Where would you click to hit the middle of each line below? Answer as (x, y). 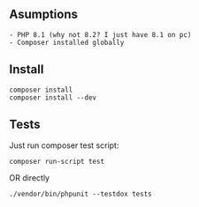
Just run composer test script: (64, 145)
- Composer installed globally (67, 42)
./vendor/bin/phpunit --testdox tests (80, 194)
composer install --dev (53, 97)
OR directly (30, 178)
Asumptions (43, 15)
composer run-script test (57, 162)
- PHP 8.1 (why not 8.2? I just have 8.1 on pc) (100, 34)
